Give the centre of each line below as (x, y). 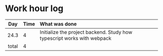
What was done (58, 24)
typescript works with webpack (75, 38)
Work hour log (34, 9)
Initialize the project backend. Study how (86, 32)
